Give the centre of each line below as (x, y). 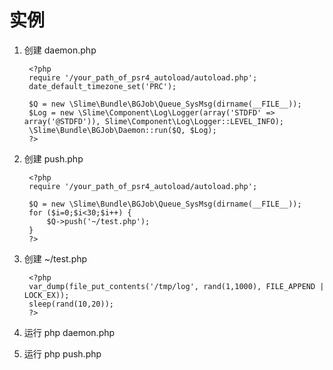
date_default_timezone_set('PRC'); (102, 86)
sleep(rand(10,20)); (71, 304)
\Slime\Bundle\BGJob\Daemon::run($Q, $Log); (122, 130)
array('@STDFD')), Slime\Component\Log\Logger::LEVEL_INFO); (154, 121)
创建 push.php (53, 158)
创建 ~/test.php (55, 258)
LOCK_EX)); (46, 295)
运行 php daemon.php (69, 332)
